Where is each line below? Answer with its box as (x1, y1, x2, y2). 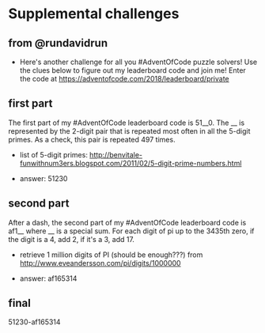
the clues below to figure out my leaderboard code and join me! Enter (19, 66, 247, 75)
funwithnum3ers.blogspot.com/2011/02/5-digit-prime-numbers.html (19, 158, 242, 168)
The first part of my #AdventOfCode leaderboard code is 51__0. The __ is (8, 118, 245, 127)
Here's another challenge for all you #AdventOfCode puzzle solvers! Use (19, 57, 258, 66)
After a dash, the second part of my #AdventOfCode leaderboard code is (8, 218, 247, 227)
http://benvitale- (89, 149, 143, 159)
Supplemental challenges (8, 5, 180, 23)
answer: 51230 (19, 173, 68, 183)
